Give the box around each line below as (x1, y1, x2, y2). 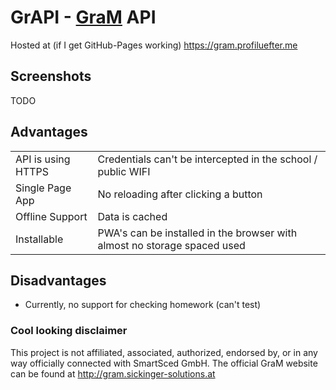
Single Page (15, 181, 72, 195)
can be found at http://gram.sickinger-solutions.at (10, 367, 216, 380)
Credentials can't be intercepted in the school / (97, 152, 318, 166)
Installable (15, 232, 64, 246)
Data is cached (97, 209, 168, 223)
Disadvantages (10, 272, 107, 289)
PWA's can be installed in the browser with (97, 226, 298, 240)
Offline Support (15, 209, 88, 223)
